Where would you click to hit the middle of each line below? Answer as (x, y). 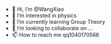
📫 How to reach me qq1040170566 (55, 35)
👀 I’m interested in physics (44, 15)
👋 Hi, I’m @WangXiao (38, 9)
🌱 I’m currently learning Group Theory (58, 22)
